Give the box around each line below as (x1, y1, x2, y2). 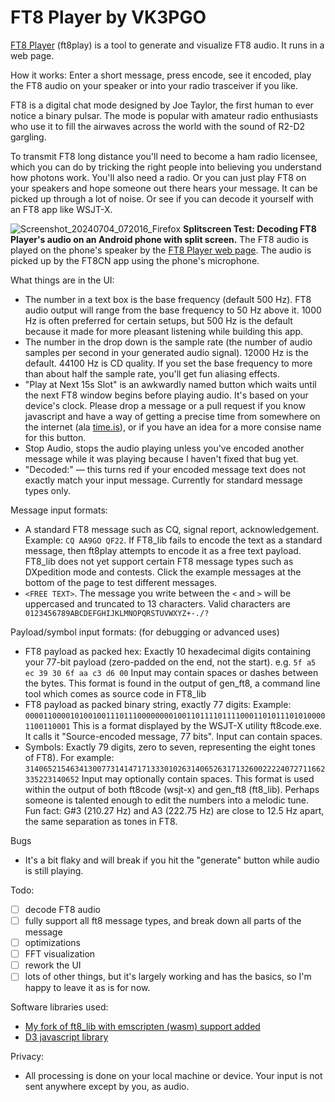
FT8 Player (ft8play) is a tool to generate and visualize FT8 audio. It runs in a (10, 39, 325, 51)
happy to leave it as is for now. (24, 982, 151, 994)
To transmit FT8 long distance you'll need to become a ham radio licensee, (10, 150, 318, 162)
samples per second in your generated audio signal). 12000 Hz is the (24, 346, 309, 358)
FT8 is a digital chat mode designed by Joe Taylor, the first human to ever (10, 99, 314, 111)
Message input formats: (10, 504, 108, 516)
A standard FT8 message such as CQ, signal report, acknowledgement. (24, 523, 320, 535)
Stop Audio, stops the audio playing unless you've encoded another (24, 442, 305, 454)
